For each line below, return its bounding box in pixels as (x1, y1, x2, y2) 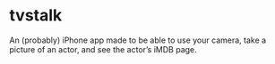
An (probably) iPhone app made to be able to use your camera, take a (9, 35, 267, 45)
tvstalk (9, 5, 63, 26)
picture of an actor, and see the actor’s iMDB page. (9, 44, 197, 54)
